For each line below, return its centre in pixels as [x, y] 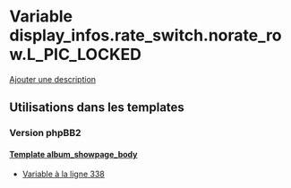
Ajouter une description [53, 79]
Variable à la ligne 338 [64, 174]
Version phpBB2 [46, 133]
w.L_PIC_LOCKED [75, 55]
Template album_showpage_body [73, 154]
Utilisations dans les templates [97, 108]
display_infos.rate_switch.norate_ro [145, 35]
